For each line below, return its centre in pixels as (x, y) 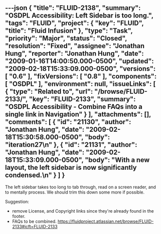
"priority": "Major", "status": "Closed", (66, 38)
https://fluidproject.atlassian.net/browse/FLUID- (106, 221)
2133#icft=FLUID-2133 (35, 226)
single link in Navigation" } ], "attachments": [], (78, 115)
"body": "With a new (117, 160)
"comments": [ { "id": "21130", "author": (68, 122)
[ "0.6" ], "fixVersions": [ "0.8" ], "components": (81, 77)
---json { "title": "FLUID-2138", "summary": (73, 8)
